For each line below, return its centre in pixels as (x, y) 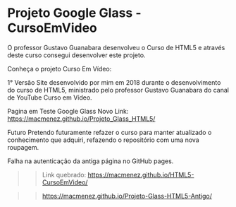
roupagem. (23, 147)
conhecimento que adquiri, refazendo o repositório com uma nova (103, 140)
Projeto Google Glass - (74, 13)
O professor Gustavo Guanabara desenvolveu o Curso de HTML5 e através (116, 47)
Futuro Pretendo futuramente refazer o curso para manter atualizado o (110, 132)
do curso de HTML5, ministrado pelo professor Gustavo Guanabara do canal (118, 90)
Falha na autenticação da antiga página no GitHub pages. (91, 161)
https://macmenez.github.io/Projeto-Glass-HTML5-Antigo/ (127, 196)
